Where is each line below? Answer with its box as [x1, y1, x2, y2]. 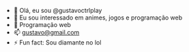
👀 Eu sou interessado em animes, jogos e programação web [13, 14, 183, 22]
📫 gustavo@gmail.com [13, 28, 80, 36]
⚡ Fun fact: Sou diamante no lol [13, 38, 102, 47]
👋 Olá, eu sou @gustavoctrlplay [13, 7, 102, 14]
